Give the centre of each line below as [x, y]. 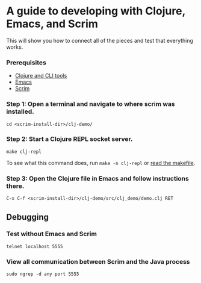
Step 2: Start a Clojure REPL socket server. [70, 139]
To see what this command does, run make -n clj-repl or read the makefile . [101, 163]
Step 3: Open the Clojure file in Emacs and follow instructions [98, 178]
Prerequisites [26, 63]
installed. [20, 111]
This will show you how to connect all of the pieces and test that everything [100, 40]
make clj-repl [24, 152]
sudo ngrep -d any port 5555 [43, 274]
